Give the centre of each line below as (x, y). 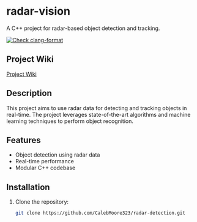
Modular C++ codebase (45, 168)
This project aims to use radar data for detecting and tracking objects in (97, 108)
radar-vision (38, 11)
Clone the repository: (42, 202)
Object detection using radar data (58, 155)
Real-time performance (45, 161)
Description (29, 93)
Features (24, 140)
